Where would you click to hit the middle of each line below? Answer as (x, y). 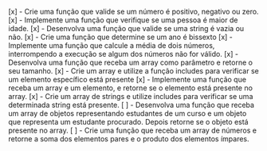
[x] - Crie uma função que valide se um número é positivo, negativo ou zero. (133, 12)
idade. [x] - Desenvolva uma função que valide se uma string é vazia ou (126, 28)
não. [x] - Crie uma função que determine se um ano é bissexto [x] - (121, 37)
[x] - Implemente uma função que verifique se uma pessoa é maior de (123, 20)
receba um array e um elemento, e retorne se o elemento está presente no (131, 88)
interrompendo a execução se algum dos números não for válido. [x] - (124, 54)
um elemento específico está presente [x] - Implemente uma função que (128, 79)
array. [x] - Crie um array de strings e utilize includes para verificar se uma (131, 96)
